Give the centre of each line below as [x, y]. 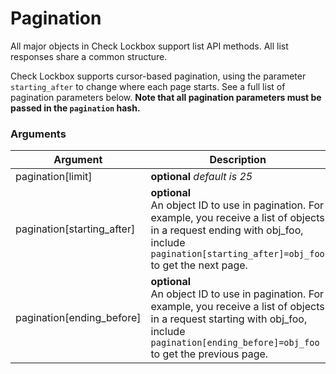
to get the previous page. [209, 354]
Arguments [38, 134]
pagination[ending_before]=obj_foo [235, 343]
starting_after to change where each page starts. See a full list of [148, 86]
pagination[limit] [54, 177]
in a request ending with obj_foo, [227, 230]
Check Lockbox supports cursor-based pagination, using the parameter [158, 76]
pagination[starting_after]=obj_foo [237, 254]
